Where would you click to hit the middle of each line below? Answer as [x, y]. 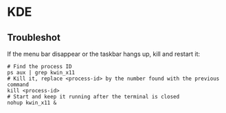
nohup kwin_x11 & [32, 103]
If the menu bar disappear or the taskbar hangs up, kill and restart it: [104, 54]
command [18, 85]
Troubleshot [34, 38]
